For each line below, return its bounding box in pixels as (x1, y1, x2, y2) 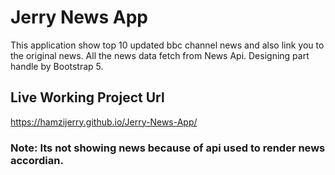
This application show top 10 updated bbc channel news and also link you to (10, 39, 325, 51)
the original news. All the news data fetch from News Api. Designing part (10, 49, 310, 61)
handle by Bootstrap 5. (10, 60, 104, 72)
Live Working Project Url (10, 89, 165, 106)
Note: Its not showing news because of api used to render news (10, 141, 326, 155)
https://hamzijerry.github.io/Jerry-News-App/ (10, 116, 198, 128)
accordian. (10, 153, 64, 167)
